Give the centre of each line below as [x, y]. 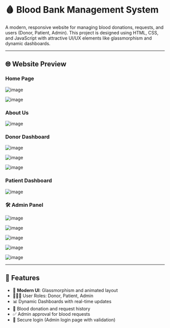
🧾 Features [23, 278]
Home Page [20, 79]
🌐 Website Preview [36, 64]
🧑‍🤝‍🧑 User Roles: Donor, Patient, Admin [53, 296]
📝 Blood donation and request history [51, 308]
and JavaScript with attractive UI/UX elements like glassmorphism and [79, 38]
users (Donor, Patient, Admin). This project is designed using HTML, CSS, [82, 32]
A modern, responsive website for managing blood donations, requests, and [84, 27]
